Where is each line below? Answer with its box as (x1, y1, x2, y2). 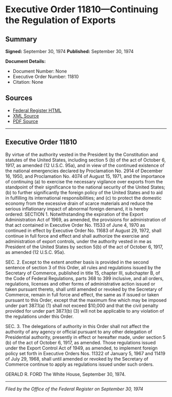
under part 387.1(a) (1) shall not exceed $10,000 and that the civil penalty (5, 302, 159, 309)
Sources (5, 94, 33, 103)
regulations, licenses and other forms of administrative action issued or (5, 281, 156, 287)
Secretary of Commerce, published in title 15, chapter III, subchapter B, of (5, 270, 160, 276)
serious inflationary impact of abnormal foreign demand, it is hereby (5, 205, 149, 212)
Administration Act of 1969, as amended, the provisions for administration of (5, 216, 166, 223)
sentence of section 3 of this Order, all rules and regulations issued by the (5, 264, 161, 270)
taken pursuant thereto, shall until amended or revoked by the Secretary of (5, 286, 163, 292)
